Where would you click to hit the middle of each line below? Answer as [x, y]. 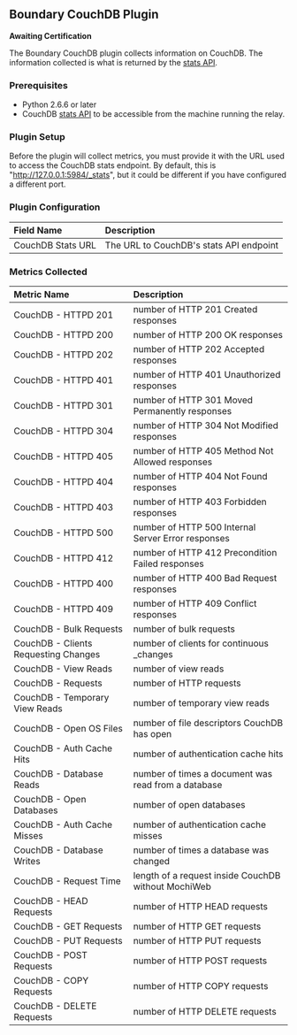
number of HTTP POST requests [200, 961]
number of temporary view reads [201, 703]
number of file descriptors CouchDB [208, 723]
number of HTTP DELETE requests [205, 1012]
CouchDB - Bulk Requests [69, 629]
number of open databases [189, 805]
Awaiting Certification [50, 35]
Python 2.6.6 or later [59, 104]
